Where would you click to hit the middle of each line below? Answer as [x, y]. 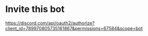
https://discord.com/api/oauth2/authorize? [50, 23]
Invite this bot [35, 9]
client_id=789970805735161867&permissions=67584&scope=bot [74, 28]
